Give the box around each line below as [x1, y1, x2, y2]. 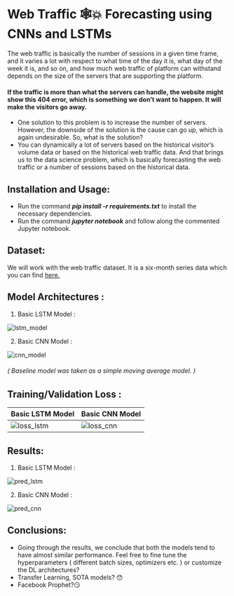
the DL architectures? [17, 565, 80, 574]
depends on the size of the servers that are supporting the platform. [7, 72, 204, 80]
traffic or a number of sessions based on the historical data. [17, 163, 191, 171]
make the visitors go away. [7, 102, 88, 111]
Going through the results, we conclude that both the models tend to [17, 543, 216, 552]
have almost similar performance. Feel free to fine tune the [17, 550, 187, 559]
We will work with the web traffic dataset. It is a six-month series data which [7, 263, 228, 272]
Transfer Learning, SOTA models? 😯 [17, 573, 123, 581]
